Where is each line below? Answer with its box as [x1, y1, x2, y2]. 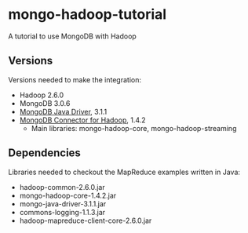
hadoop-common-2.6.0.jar [19, 182, 105, 191]
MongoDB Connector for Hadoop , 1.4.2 [19, 115, 147, 125]
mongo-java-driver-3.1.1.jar [19, 198, 107, 209]
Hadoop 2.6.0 [19, 90, 64, 100]
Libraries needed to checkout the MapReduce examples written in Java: [8, 167, 241, 177]
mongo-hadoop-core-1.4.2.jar [19, 191, 117, 200]
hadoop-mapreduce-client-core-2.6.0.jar [19, 216, 152, 225]
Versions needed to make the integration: [8, 75, 141, 84]
